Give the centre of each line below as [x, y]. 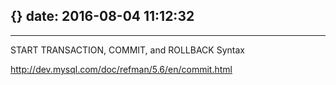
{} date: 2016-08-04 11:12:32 [102, 16]
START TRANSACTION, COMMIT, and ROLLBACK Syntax [127, 50]
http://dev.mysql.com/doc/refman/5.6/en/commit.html [121, 69]
